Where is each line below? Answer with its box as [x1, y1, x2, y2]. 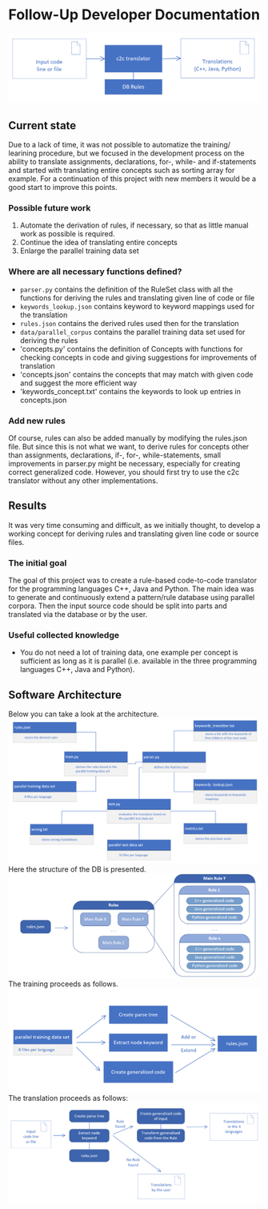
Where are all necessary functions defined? [8, 266, 182, 277]
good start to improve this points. [8, 183, 118, 192]
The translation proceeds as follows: [8, 1094, 128, 1103]
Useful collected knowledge [8, 629, 120, 640]
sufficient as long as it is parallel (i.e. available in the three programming [19, 656, 258, 666]
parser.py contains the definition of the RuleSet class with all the [19, 284, 234, 294]
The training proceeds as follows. [8, 979, 118, 989]
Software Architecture [8, 687, 122, 702]
